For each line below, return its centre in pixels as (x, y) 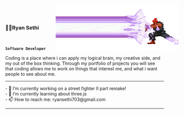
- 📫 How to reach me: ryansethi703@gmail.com (55, 99)
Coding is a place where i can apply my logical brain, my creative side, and (83, 58)
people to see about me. (30, 74)
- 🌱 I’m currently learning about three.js (46, 94)
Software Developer (26, 49)
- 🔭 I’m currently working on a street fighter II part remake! (66, 88)
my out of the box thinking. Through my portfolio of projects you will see (80, 63)
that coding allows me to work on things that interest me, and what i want (81, 69)
